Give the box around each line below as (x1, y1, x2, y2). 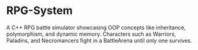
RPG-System (6, 4, 73, 18)
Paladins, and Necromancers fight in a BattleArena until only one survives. (6, 37, 193, 44)
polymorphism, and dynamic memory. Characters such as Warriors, (6, 30, 177, 37)
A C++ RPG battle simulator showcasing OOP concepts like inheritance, (6, 24, 186, 31)
